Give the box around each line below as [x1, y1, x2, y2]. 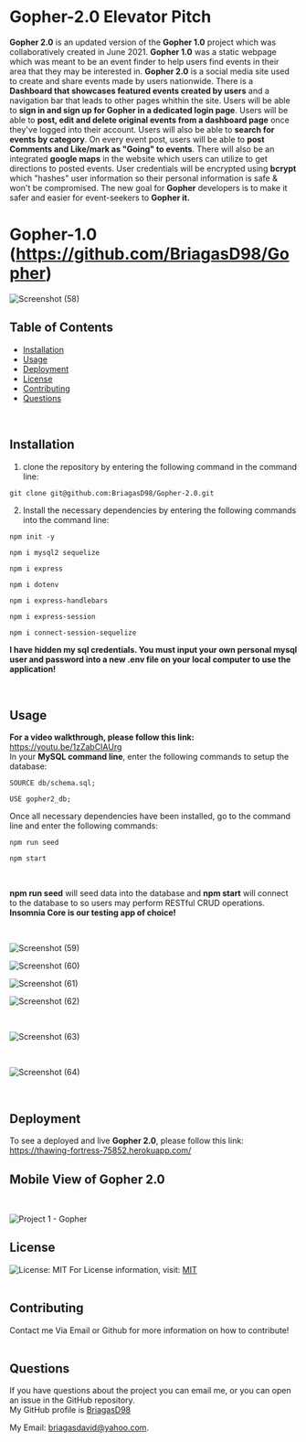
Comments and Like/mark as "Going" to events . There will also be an [9, 144, 275, 155]
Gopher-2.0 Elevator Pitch [9, 6, 212, 27]
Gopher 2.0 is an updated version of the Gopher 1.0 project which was [9, 37, 277, 48]
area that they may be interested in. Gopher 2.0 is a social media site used [9, 66, 290, 77]
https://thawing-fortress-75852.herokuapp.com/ [9, 1145, 192, 1156]
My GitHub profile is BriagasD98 [9, 1405, 132, 1415]
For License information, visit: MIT [69, 1264, 198, 1275]
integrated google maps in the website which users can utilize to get [9, 153, 268, 164]
